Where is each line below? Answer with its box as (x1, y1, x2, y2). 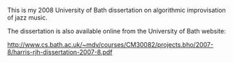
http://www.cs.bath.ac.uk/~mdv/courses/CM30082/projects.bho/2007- (7, 41, 213, 48)
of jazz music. (7, 13, 48, 22)
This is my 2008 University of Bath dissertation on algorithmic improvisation (7, 6, 226, 14)
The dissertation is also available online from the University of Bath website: (7, 27, 226, 35)
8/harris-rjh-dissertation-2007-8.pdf (7, 48, 113, 56)
